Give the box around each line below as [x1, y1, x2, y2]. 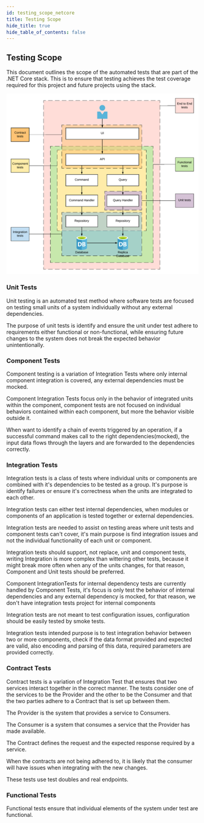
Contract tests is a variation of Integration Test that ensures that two [6, 678, 178, 685]
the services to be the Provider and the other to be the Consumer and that [6, 691, 192, 698]
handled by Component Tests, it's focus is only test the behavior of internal [6, 586, 195, 594]
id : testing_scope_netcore [6, 10, 75, 16]
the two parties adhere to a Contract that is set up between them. [6, 697, 171, 704]
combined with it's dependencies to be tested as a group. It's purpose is [6, 481, 188, 488]
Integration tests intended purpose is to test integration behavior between [6, 629, 191, 637]
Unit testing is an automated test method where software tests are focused [6, 297, 194, 304]
